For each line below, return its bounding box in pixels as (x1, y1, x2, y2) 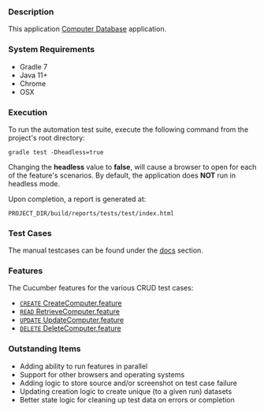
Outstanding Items (8, 343, 81, 354)
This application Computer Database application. (8, 24, 167, 34)
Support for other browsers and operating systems (19, 369, 185, 379)
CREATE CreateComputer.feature (19, 298, 122, 308)
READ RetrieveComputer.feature (19, 307, 121, 316)
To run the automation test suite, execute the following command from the (8, 125, 249, 134)
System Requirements (8, 44, 95, 55)
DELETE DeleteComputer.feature (19, 324, 121, 333)
